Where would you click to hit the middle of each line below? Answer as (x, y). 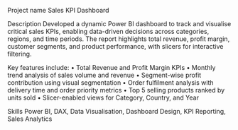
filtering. (20, 54)
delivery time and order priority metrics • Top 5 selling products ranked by (116, 90)
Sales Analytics (30, 119)
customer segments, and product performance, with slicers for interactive (115, 46)
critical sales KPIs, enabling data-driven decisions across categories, (108, 31)
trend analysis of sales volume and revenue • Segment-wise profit (104, 75)
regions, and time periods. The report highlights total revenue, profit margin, (119, 39)
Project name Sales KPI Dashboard (58, 10)
